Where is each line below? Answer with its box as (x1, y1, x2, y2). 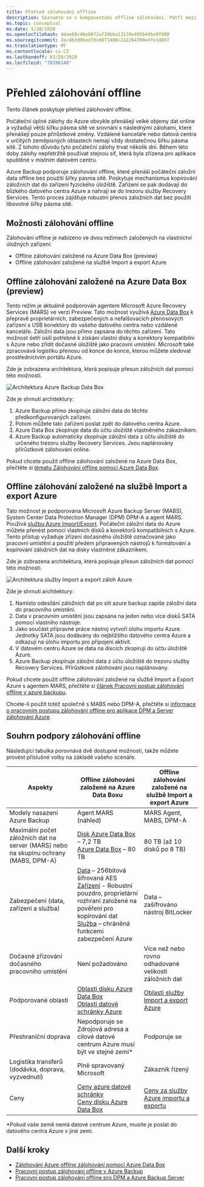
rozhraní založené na (76, 896, 137, 905)
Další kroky (6, 1145, 50, 1155)
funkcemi (76, 927, 104, 935)
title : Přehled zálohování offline (6, 9, 97, 15)
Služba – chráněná (76, 919, 131, 928)
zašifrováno (143, 900, 178, 908)
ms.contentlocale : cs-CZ (6, 49, 69, 55)
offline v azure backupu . (6, 689, 67, 696)
